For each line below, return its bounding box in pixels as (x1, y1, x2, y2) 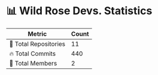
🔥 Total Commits (9, 49, 56, 58)
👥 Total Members (9, 59, 57, 67)
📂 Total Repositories (9, 39, 66, 48)
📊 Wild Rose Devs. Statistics (6, 4, 153, 18)
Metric (28, 30, 47, 38)
